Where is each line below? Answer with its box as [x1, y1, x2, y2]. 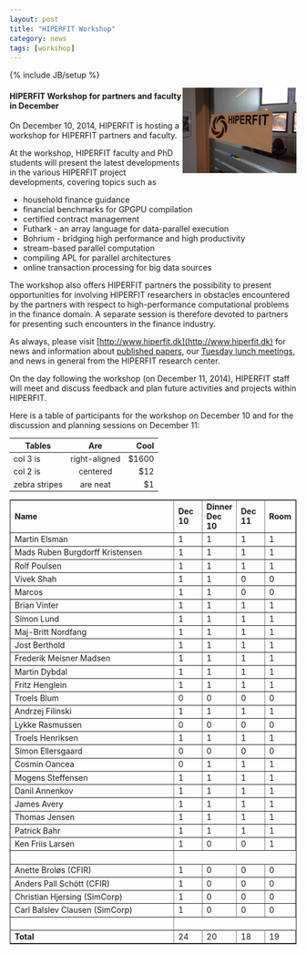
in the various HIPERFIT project [9, 167, 127, 178]
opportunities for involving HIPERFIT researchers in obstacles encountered [9, 290, 291, 301]
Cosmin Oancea [15, 759, 75, 770]
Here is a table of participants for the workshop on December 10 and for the [9, 410, 294, 421]
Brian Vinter [15, 600, 59, 610]
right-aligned [70, 454, 121, 465]
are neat [79, 478, 111, 489]
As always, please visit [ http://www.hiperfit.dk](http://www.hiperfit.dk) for [9, 336, 287, 347]
